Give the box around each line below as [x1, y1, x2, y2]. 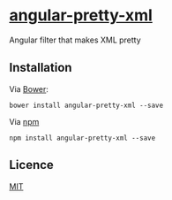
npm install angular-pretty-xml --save [9, 134, 156, 142]
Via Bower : [9, 83, 49, 94]
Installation [9, 60, 72, 75]
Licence [9, 158, 55, 173]
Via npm [9, 116, 40, 127]
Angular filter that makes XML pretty [9, 35, 141, 45]
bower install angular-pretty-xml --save [9, 101, 164, 110]
